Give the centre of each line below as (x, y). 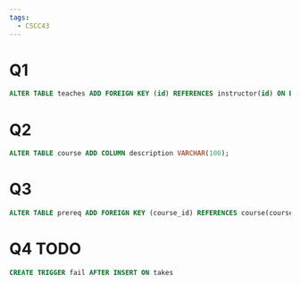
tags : (19, 17)
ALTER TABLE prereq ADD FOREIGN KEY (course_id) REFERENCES (124, 213)
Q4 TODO (46, 249)
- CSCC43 (33, 26)
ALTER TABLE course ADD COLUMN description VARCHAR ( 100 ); (119, 154)
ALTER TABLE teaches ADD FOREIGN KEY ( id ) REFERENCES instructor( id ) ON (147, 94)
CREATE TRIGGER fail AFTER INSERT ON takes (92, 272)
